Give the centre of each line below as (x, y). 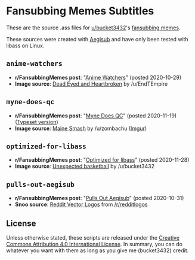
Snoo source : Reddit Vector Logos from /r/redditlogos (81, 204)
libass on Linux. (25, 46)
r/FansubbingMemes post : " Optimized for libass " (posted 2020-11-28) (102, 160)
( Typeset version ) (36, 122)
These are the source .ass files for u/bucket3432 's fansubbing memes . (93, 28)
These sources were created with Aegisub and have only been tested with (97, 39)
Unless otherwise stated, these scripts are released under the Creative (93, 238)
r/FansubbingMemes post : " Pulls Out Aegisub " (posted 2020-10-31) (99, 198)
